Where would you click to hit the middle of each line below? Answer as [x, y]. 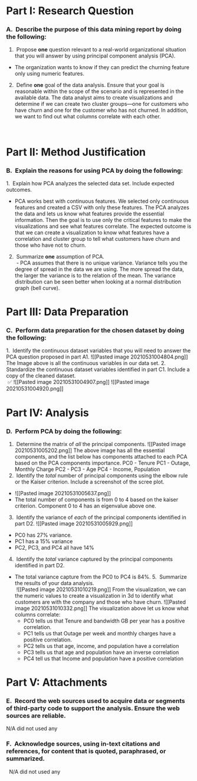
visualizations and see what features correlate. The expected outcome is [103, 226]
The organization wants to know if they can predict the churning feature [102, 67]
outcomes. [19, 189]
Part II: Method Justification [76, 152]
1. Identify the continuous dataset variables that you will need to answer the [98, 351]
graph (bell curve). [37, 288]
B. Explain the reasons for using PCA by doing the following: [95, 170]
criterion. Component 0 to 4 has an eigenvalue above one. [85, 506]
